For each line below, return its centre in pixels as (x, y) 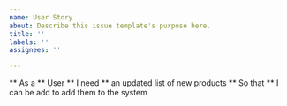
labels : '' (29, 42)
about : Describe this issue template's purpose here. (110, 26)
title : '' (27, 34)
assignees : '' (35, 50)
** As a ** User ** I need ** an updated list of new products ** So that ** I (144, 83)
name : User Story (41, 17)
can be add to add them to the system (79, 93)
